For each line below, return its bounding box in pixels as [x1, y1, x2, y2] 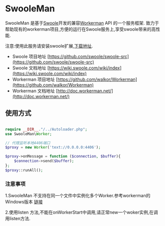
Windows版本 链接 [5, 199, 43, 205]
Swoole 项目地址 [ [12, 53, 50, 59]
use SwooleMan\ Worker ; [5, 131, 52, 136]
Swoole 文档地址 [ [12, 65, 50, 71]
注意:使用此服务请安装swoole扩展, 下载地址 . [5, 43, 93, 49]
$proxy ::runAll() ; [5, 168, 43, 172]
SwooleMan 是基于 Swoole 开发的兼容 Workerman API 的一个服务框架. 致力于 [5, 20, 160, 26]
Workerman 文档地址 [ [12, 88, 58, 94]
